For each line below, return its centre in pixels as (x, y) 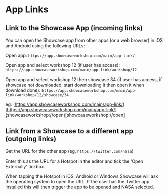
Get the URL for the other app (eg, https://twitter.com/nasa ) (69, 151)
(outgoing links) (31, 139)
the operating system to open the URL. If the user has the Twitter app (77, 181)
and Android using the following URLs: (45, 46)
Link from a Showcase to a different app (69, 131)
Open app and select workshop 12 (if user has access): (63, 65)
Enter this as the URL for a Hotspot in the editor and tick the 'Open (74, 161)
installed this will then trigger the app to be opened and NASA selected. (80, 187)
